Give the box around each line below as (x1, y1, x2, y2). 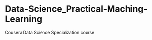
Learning (5, 13, 43, 25)
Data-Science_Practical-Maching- (5, 3, 148, 14)
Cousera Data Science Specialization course (5, 29, 95, 35)
